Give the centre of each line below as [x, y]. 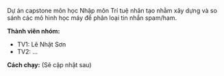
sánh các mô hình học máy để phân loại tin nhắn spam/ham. [92, 18]
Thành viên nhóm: [34, 31]
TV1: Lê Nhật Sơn [41, 44]
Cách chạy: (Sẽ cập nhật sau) [49, 65]
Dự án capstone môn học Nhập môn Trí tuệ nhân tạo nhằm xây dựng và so [112, 11]
